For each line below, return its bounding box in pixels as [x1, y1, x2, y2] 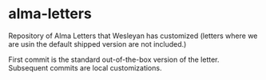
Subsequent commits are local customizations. [8, 63, 162, 72]
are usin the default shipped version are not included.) [8, 39, 187, 48]
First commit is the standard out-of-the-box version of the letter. [8, 55, 220, 64]
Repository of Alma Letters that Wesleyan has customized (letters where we [8, 31, 258, 40]
